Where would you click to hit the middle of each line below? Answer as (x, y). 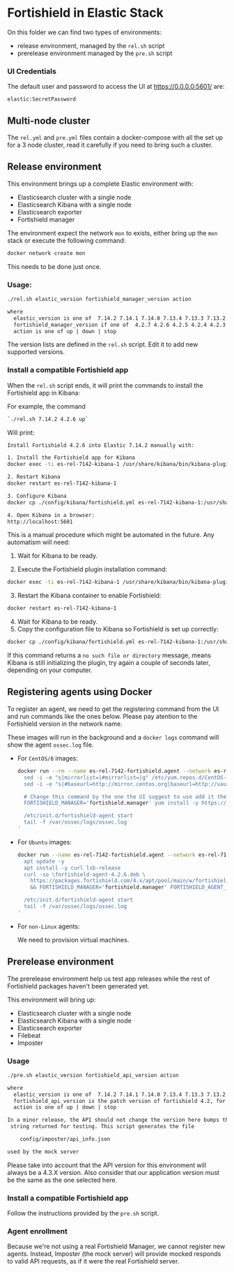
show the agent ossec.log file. (50, 745)
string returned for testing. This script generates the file (102, 1127)
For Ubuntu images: (44, 842)
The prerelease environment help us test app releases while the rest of (109, 979)
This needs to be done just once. (54, 266)
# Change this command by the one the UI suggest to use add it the (125, 797)
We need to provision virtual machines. (73, 940)
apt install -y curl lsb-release (72, 868)
